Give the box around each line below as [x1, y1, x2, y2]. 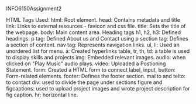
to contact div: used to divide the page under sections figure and [6, 79, 163, 86]
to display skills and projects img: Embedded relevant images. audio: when [6, 54, 186, 61]
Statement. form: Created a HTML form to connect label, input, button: [6, 66, 176, 73]
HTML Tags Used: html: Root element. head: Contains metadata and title [6, 16, 180, 23]
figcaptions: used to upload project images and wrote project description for [6, 85, 190, 92]
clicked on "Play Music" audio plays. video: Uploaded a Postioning [6, 60, 166, 67]
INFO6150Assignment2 [6, 5, 62, 12]
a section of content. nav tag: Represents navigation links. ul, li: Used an [6, 41, 180, 48]
